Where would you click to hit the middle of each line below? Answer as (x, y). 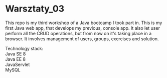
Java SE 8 (16, 54)
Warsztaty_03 (35, 9)
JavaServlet (18, 64)
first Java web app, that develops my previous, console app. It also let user (83, 28)
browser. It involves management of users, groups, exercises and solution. (82, 39)
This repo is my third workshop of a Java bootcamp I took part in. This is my (84, 23)
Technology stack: (24, 48)
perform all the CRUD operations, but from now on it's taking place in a (78, 33)
